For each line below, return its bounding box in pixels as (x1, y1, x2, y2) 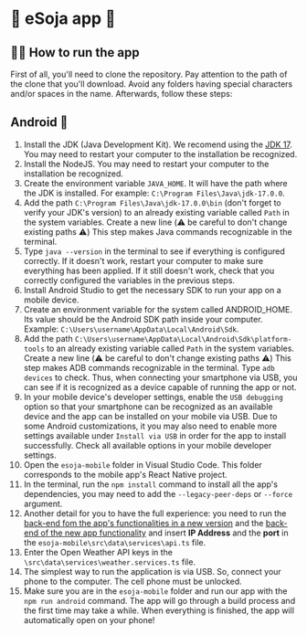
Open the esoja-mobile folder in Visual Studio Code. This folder (23, 459, 263, 470)
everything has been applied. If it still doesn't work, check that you (23, 265, 275, 276)
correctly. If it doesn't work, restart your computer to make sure (23, 255, 264, 266)
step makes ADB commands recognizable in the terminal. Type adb (23, 362, 275, 373)
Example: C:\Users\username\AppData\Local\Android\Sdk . (23, 323, 239, 334)
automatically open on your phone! (23, 614, 155, 625)
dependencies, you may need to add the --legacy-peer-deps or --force (23, 488, 293, 499)
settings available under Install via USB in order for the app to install (23, 429, 287, 441)
